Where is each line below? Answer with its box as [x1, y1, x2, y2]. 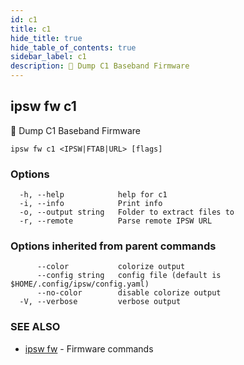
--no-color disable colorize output [36, 288, 222, 298]
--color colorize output [36, 262, 186, 272]
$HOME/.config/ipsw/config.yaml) [10, 279, 150, 290]
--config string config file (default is [36, 271, 222, 281]
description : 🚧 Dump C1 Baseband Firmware [10, 61, 190, 71]
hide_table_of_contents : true [10, 42, 137, 53]
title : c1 [10, 24, 52, 34]
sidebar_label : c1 [10, 52, 87, 62]
